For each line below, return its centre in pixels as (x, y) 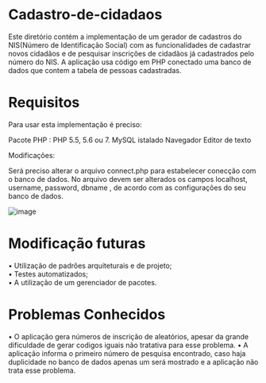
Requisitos (44, 103)
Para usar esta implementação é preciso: (75, 124)
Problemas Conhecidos (87, 315)
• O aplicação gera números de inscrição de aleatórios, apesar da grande (129, 336)
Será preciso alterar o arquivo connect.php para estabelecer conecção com (132, 170)
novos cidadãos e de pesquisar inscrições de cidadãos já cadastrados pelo (131, 53)
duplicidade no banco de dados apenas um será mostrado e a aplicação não (133, 362)
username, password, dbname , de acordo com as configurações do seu (127, 188)
